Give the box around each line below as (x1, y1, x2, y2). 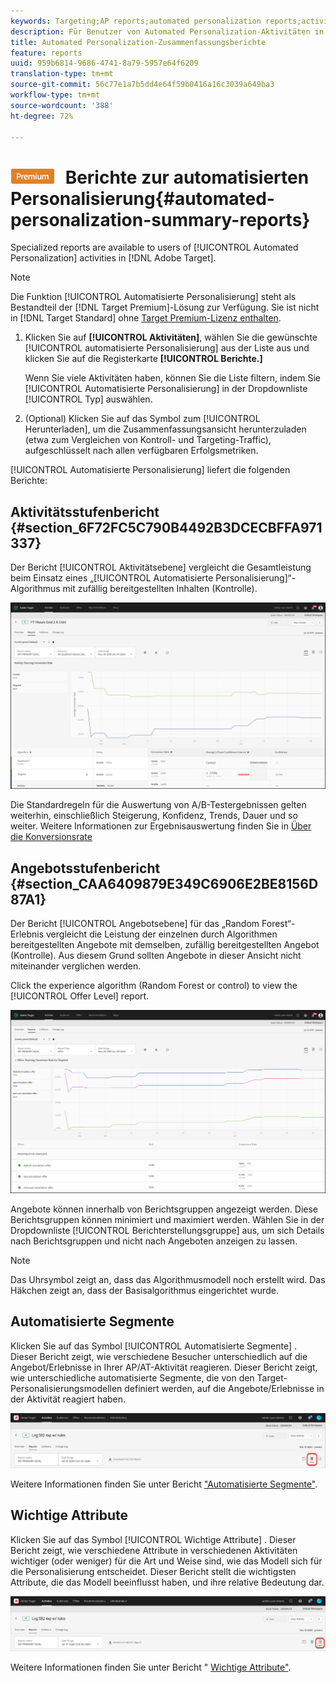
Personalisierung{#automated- (10, 187, 275, 210)
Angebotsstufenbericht (10, 860, 161, 877)
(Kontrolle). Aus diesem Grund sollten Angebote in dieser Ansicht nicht (10, 950, 302, 962)
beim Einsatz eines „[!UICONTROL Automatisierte (10, 572, 214, 584)
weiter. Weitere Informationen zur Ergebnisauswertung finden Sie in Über (10, 820, 312, 832)
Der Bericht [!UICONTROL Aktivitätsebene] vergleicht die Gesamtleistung (10, 561, 312, 574)
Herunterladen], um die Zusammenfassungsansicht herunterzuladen (24, 423, 307, 435)
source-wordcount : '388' (10, 100, 114, 110)
